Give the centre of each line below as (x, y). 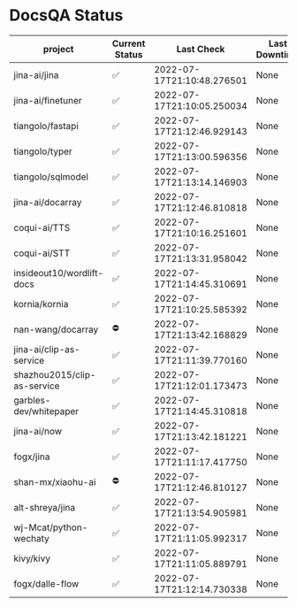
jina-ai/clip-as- (47, 349)
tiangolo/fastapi (46, 126)
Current (129, 43)
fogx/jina (32, 457)
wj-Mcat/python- (51, 527)
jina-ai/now (38, 431)
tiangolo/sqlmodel (51, 176)
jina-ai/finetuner (48, 100)
